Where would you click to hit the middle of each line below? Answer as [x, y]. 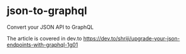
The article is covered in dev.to [44, 38]
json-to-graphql [47, 11]
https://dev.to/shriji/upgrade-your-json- [132, 38]
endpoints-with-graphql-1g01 [42, 45]
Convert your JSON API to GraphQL [50, 27]
